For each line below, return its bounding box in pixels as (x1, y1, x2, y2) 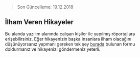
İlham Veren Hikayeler (5, 18, 74, 26)
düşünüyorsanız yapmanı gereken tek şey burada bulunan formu (5, 41, 136, 47)
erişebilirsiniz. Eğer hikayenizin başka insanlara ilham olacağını (5, 36, 132, 42)
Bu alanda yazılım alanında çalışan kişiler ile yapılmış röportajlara (5, 31, 136, 37)
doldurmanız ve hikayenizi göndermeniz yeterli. (5, 46, 101, 52)
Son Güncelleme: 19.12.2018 (17, 4, 73, 10)
